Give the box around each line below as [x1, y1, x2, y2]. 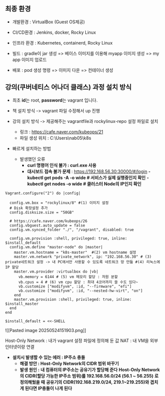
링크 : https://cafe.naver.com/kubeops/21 [19, 128, 103, 135]
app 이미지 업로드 [12, 57, 47, 62]
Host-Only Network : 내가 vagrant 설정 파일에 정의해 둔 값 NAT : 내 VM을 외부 [5, 338, 159, 343]
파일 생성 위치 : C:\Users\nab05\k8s [19, 135, 92, 141]
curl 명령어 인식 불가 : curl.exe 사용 [27, 162, 97, 168]
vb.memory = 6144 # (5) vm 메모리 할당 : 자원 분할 [18, 274, 118, 279]
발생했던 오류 [19, 156, 46, 162]
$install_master [5, 301, 39, 306]
